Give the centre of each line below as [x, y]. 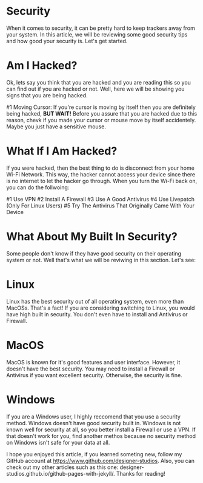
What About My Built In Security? [92, 237]
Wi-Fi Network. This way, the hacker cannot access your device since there [101, 174]
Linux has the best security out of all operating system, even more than [95, 301]
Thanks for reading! [141, 473]
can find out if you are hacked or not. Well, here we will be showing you [95, 89]
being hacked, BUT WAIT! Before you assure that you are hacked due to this [102, 113]
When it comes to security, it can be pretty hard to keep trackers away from [101, 28]
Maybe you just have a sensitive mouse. [56, 127]
